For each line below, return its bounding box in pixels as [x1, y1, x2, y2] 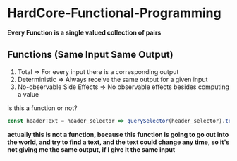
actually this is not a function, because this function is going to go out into [7, 130, 229, 138]
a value [17, 90, 39, 98]
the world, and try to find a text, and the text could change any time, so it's [7, 138, 230, 146]
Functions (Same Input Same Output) [7, 49, 174, 61]
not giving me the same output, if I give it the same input [7, 145, 176, 153]
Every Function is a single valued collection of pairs [7, 28, 162, 37]
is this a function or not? [7, 104, 78, 112]
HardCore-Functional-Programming [7, 5, 221, 21]
